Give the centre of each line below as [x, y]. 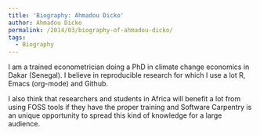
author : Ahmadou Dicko [45, 23]
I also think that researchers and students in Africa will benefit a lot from [125, 99]
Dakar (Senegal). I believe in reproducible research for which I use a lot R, [127, 75]
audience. [24, 124]
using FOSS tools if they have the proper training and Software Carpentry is [130, 108]
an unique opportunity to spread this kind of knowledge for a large [115, 115]
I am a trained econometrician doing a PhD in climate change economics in [129, 67]
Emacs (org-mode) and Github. [58, 84]
